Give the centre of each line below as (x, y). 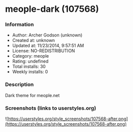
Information (19, 25)
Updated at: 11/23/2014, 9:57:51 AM (48, 46)
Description (19, 85)
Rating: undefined (30, 61)
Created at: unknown (33, 40)
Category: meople (31, 56)
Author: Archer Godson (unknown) (47, 35)
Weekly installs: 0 (30, 72)
